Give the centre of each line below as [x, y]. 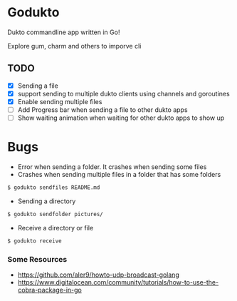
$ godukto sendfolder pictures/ [55, 214]
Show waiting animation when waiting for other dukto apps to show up [121, 118]
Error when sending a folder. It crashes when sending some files [112, 167]
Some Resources [37, 259]
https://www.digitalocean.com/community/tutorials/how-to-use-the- [118, 282]
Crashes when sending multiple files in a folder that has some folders [119, 174]
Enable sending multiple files [60, 101]
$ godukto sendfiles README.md [54, 188]
